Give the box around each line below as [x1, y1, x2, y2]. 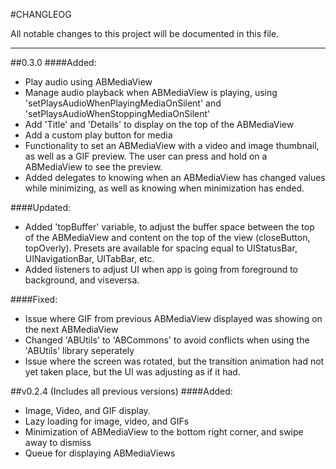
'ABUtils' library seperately [24, 345, 135, 356]
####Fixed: [10, 294, 58, 305]
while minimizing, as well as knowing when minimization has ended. [24, 182, 305, 194]
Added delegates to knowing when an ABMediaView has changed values [24, 172, 326, 183]
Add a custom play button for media [24, 129, 173, 141]
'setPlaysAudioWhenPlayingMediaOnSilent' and [24, 97, 222, 109]
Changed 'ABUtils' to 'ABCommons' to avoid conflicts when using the [24, 334, 310, 346]
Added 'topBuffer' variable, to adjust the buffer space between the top [24, 221, 315, 233]
